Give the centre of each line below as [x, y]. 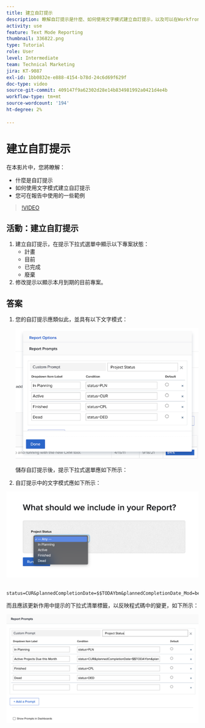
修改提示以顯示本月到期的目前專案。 [61, 282]
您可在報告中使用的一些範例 [50, 195]
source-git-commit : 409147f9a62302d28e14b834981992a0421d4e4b [87, 90]
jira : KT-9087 [24, 71]
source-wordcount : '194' [38, 103]
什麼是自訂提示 [34, 180]
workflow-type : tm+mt [34, 97]
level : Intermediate [33, 58]
